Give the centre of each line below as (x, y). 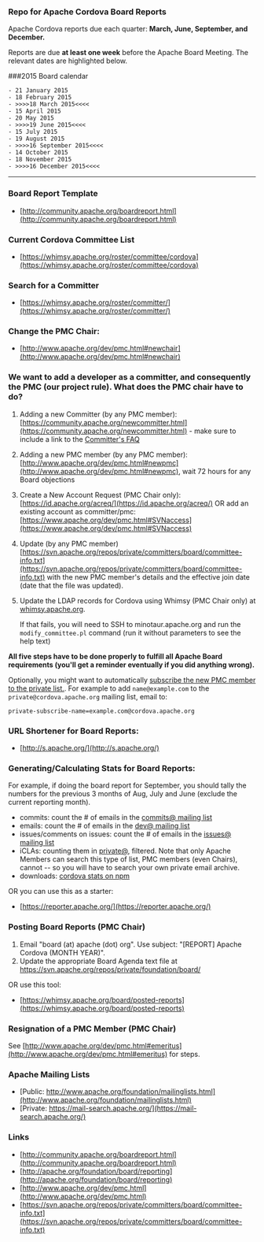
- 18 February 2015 (40, 98)
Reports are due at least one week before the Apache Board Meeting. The (128, 53)
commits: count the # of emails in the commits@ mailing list (116, 817)
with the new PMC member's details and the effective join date (148, 577)
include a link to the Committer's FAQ (79, 439)
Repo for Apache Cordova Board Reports (87, 12)
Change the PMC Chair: (54, 332)
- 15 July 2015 (33, 132)
